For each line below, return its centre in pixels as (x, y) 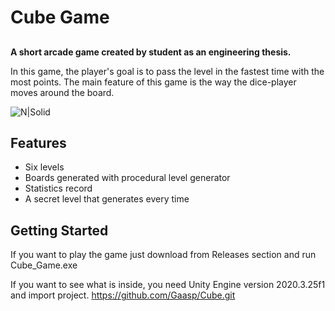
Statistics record (58, 188)
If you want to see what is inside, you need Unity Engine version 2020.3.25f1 (168, 285)
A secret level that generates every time (107, 199)
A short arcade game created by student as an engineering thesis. (151, 52)
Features (38, 142)
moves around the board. (62, 92)
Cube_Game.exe (44, 265)
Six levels (44, 167)
